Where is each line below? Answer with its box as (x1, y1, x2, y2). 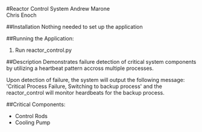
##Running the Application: (6, 35, 74, 42)
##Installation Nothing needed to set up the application (6, 24, 143, 30)
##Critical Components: (6, 101, 66, 108)
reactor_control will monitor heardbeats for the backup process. (6, 89, 165, 96)
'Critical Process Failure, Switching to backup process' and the (6, 83, 163, 90)
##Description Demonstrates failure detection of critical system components (6, 58, 197, 65)
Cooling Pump (14, 119, 51, 126)
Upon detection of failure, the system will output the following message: (6, 77, 185, 83)
